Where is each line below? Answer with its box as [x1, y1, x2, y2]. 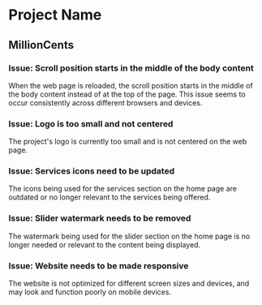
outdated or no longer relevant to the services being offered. [8, 192, 211, 202]
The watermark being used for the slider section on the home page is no [8, 231, 251, 241]
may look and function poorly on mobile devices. [8, 287, 172, 297]
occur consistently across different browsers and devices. [8, 97, 203, 107]
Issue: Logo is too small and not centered [8, 118, 174, 129]
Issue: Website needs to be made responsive [8, 260, 189, 271]
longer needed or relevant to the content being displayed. [8, 239, 201, 249]
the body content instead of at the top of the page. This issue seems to [8, 89, 246, 99]
